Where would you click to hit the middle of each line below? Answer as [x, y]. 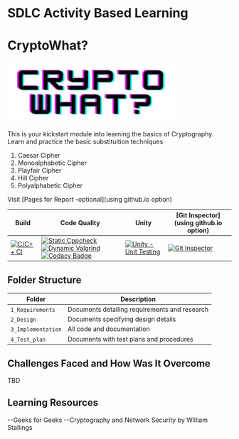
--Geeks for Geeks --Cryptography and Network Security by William [108, 420]
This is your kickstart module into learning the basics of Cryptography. [111, 134]
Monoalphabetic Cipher [52, 163]
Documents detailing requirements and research [138, 309]
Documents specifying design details [122, 319]
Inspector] [205, 215]
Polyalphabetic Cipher [50, 185]
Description [138, 299]
